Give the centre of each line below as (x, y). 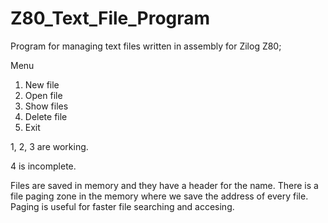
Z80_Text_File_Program (110, 18)
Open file (43, 95)
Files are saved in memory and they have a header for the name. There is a (164, 185)
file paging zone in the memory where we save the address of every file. (159, 196)
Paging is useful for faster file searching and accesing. (122, 206)
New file (42, 84)
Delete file (46, 116)
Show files (46, 106)
